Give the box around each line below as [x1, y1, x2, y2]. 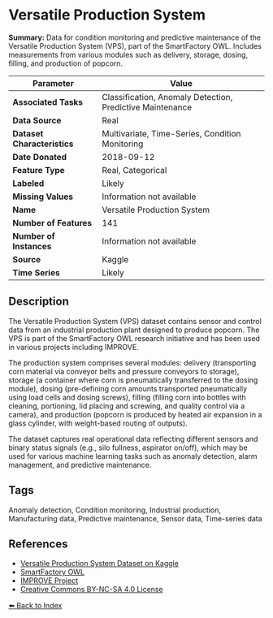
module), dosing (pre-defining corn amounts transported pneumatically [8, 383, 248, 393]
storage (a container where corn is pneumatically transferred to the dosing [8, 375, 258, 385]
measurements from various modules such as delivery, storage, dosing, [8, 50, 249, 59]
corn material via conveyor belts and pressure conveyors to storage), [8, 366, 240, 376]
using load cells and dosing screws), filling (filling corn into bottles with [8, 392, 246, 402]
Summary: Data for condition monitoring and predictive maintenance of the [8, 32, 262, 42]
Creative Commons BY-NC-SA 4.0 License [19, 585, 164, 594]
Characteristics [12, 138, 74, 149]
